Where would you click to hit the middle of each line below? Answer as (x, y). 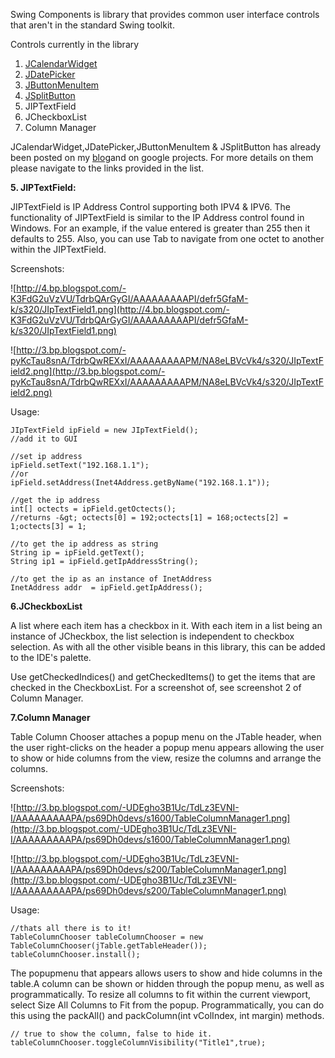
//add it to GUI (44, 439)
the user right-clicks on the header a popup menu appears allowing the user (167, 747)
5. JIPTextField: (43, 187)
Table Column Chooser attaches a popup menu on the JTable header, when (166, 737)
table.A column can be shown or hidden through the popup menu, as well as (167, 983)
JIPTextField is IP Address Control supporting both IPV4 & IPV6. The (150, 207)
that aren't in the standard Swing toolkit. (92, 25)
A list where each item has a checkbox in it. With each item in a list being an (166, 625)
